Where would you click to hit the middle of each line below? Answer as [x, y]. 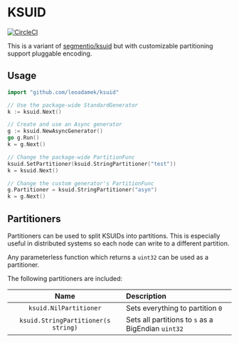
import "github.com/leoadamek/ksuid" [63, 92]
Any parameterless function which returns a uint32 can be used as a [108, 257]
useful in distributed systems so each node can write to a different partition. [118, 243]
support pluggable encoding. [50, 53]
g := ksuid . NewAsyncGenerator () [55, 131]
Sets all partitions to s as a [169, 320]
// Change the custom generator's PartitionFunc [81, 183]
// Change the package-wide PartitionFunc [71, 157]
